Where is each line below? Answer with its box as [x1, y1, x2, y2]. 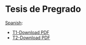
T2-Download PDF [12, 35, 50, 41]
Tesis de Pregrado [5, 3, 82, 15]
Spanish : [5, 20, 23, 26]
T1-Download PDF [12, 29, 49, 35]
